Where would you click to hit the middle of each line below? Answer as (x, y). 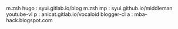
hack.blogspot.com (29, 20)
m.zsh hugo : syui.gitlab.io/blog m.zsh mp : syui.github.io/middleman (89, 8)
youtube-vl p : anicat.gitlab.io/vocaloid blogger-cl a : (70, 14)
